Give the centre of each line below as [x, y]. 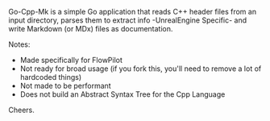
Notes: [19, 44]
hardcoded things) [51, 77]
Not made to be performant [65, 86]
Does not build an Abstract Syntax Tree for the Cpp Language [123, 94]
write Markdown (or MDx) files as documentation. [91, 29]
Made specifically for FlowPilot [71, 60]
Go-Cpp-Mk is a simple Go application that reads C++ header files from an [132, 12]
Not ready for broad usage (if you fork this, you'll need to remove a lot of [141, 69]
